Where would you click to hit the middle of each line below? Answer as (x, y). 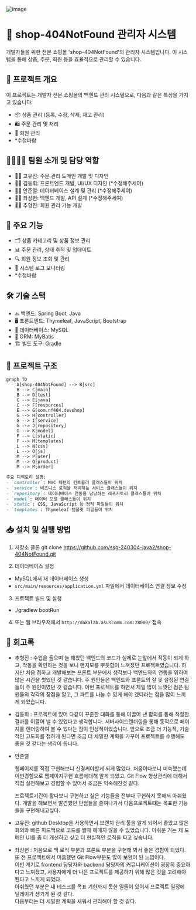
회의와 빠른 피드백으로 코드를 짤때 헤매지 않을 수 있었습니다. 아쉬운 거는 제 (99, 830)
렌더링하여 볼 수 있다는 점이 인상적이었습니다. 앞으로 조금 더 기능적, (102, 729)
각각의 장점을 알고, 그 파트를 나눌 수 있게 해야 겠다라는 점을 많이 (103, 694)
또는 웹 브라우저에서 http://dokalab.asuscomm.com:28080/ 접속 (88, 622)
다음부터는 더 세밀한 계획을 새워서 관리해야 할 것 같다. (75, 901)
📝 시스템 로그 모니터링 (40, 268)
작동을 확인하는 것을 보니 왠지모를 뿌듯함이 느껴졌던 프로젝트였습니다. (101, 665)
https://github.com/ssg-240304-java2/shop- (117, 547)
